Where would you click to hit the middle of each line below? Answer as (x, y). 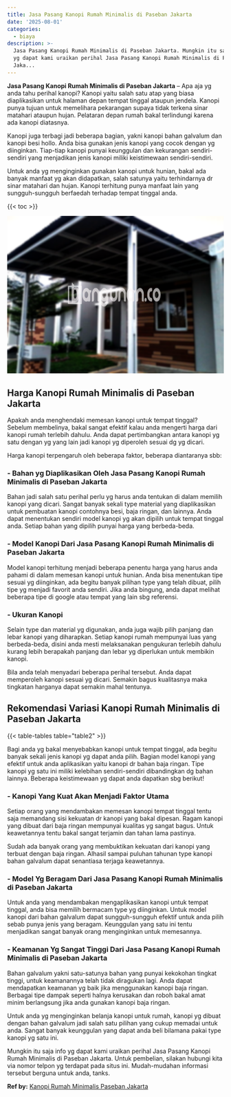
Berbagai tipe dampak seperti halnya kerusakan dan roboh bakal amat (106, 995)
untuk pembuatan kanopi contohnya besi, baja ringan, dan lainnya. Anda (109, 511)
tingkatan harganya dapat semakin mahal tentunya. (79, 686)
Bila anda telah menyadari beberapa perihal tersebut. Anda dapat (99, 672)
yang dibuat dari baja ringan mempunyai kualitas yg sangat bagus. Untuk (110, 826)
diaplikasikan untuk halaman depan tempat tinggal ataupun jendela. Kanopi (113, 100)
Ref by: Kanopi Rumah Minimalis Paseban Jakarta (78, 1086)
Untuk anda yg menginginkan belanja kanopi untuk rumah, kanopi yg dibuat (114, 1016)
